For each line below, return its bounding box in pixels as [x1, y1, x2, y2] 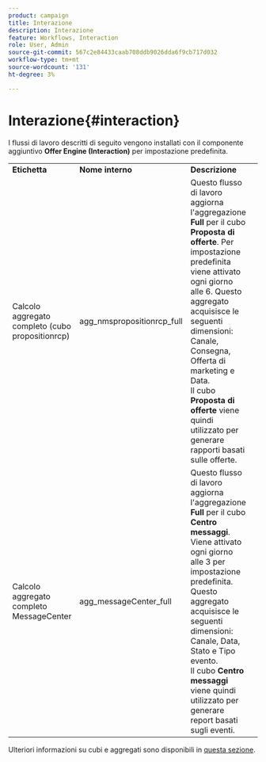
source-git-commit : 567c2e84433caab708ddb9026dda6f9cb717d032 [8, 48, 218, 56]
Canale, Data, [190, 635, 241, 646]
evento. [190, 655, 218, 666]
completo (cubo [12, 320, 71, 331]
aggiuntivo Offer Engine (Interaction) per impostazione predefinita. [8, 146, 228, 155]
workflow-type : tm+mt [8, 56, 80, 64]
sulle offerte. [190, 454, 237, 465]
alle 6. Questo [190, 286, 242, 297]
